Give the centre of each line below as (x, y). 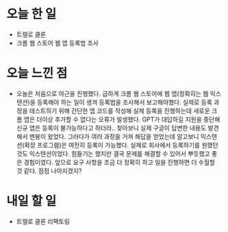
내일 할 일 (31, 201)
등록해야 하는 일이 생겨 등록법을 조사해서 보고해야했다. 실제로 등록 (125, 102)
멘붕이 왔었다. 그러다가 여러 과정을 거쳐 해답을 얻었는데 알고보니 (114, 136)
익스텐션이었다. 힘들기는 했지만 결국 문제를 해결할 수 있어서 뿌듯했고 (119, 153)
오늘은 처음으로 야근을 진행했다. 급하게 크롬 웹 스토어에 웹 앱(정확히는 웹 (112, 93)
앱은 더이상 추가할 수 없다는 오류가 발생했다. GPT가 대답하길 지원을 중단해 (122, 119)
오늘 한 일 (31, 14)
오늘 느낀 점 (37, 73)
